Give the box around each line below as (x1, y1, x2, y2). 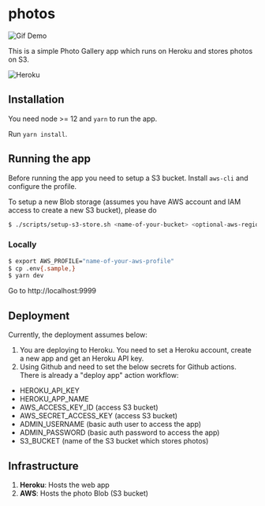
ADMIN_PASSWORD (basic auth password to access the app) (19, 428, 220, 437)
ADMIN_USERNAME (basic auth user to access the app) (19, 420, 202, 429)
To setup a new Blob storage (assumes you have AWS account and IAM (8, 197, 241, 206)
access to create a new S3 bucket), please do (8, 205, 157, 214)
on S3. (8, 55, 29, 64)
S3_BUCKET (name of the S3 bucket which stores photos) (19, 436, 209, 446)
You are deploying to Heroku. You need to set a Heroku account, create (19, 346, 252, 355)
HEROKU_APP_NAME (19, 395, 89, 404)
